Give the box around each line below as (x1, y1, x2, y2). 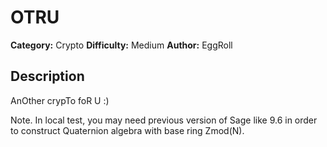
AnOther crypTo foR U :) (10, 94, 110, 106)
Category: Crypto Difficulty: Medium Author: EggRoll (10, 39, 233, 51)
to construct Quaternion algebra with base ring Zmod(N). (10, 124, 245, 136)
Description (10, 68, 85, 85)
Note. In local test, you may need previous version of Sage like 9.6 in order (10, 114, 318, 126)
